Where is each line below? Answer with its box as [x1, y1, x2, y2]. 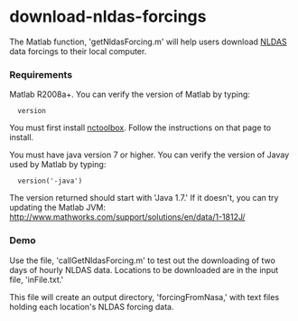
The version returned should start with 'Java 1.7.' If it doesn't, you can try [9, 193, 279, 203]
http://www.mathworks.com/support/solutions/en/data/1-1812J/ [9, 212, 246, 222]
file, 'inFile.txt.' [9, 274, 64, 285]
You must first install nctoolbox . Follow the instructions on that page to [9, 122, 272, 133]
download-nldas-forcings [9, 6, 207, 27]
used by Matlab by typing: [9, 159, 107, 170]
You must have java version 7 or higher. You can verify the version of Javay [9, 149, 290, 160]
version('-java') [17, 176, 83, 186]
